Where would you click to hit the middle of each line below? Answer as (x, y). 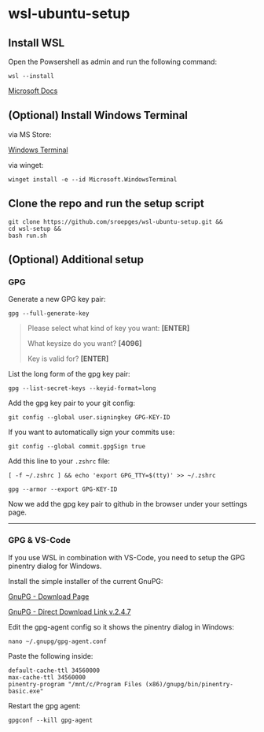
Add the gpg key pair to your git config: (72, 403)
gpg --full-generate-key (49, 314)
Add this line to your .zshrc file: (59, 461)
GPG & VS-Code (39, 541)
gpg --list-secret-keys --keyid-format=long (82, 388)
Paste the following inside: (51, 656)
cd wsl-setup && (35, 229)
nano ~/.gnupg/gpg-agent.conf (58, 641)
